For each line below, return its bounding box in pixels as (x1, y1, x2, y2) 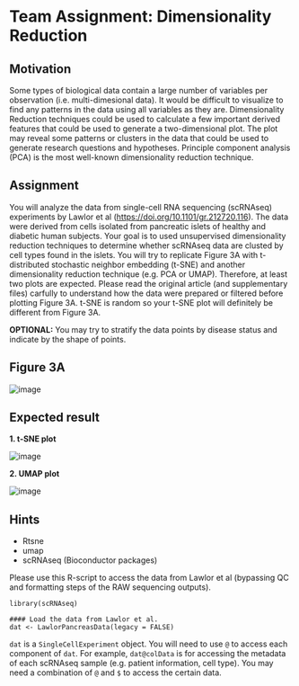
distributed (9, 259, 49, 270)
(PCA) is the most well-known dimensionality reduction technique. (9, 152, 254, 163)
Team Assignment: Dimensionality (9, 6, 272, 27)
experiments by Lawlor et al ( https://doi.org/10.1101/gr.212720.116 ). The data (9, 211, 289, 222)
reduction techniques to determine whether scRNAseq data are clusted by (9, 240, 285, 251)
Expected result (9, 410, 101, 425)
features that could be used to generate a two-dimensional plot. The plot (9, 123, 278, 134)
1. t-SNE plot (9, 433, 57, 444)
